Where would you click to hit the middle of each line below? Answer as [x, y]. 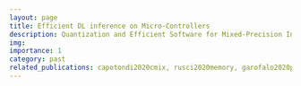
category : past [38, 59]
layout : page [34, 17]
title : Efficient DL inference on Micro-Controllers [110, 26]
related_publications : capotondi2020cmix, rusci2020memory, [124, 68]
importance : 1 [36, 51]
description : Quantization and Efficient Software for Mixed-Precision [146, 34]
